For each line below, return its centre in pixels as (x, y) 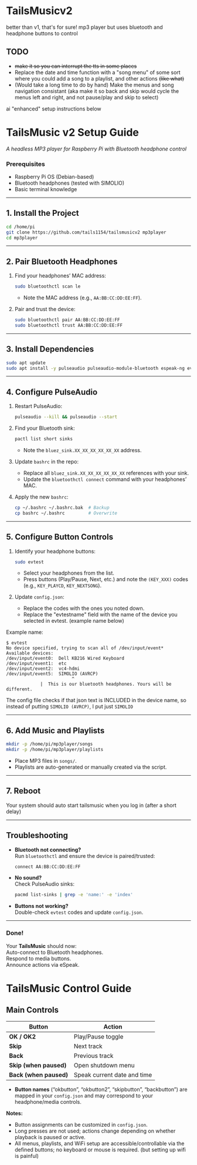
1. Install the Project (43, 213)
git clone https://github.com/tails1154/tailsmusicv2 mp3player (86, 232)
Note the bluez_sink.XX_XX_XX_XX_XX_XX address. (82, 450)
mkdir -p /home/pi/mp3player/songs (50, 744)
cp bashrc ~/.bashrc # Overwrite (66, 513)
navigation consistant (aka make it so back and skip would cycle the (97, 91)
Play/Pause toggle (98, 1036)
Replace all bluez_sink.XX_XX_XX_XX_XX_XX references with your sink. (106, 473)
